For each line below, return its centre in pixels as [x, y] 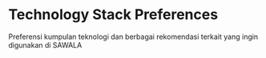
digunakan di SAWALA [45, 44]
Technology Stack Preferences [113, 15]
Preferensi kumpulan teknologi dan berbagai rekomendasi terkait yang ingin [133, 37]
